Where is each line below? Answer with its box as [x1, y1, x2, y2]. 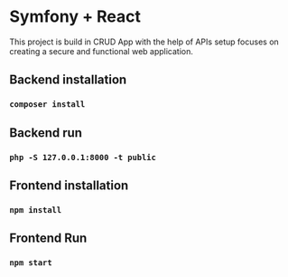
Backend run [9, 125, 83, 140]
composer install [9, 100, 86, 110]
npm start [9, 258, 52, 268]
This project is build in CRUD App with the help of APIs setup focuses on [9, 36, 280, 47]
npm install [9, 205, 62, 215]
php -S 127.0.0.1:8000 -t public [9, 152, 156, 162]
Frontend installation [9, 177, 129, 193]
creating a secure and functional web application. [9, 45, 194, 56]
